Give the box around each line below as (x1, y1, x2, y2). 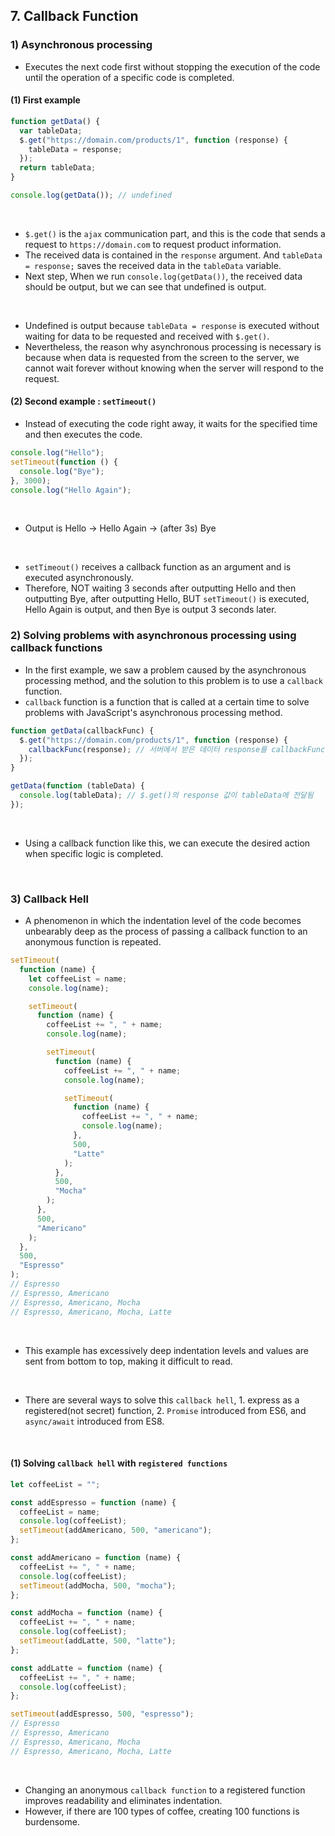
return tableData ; (19, 163, 97, 173)
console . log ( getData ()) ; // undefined (10, 190, 172, 201)
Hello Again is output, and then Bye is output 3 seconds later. (24, 604, 277, 616)
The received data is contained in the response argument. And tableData (24, 249, 323, 261)
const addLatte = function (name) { (10, 1663, 163, 1673)
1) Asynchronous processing (10, 38, 153, 52)
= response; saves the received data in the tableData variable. (24, 259, 282, 271)
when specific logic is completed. (24, 847, 164, 859)
